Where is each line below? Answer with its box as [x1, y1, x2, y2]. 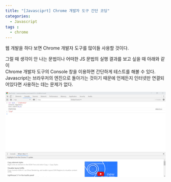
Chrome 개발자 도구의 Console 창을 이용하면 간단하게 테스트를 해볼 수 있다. [5, 69, 156, 75]
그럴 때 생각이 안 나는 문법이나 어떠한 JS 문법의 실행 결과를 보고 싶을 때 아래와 [5, 56, 160, 62]
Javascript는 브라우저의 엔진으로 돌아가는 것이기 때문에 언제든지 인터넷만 [5, 75, 151, 81]
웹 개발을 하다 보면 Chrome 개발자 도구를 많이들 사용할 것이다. [5, 45, 129, 51]
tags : [5, 24, 19, 30]
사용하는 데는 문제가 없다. [22, 82, 73, 88]
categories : [5, 13, 31, 19]
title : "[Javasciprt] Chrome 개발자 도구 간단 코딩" [5, 8, 110, 13]
